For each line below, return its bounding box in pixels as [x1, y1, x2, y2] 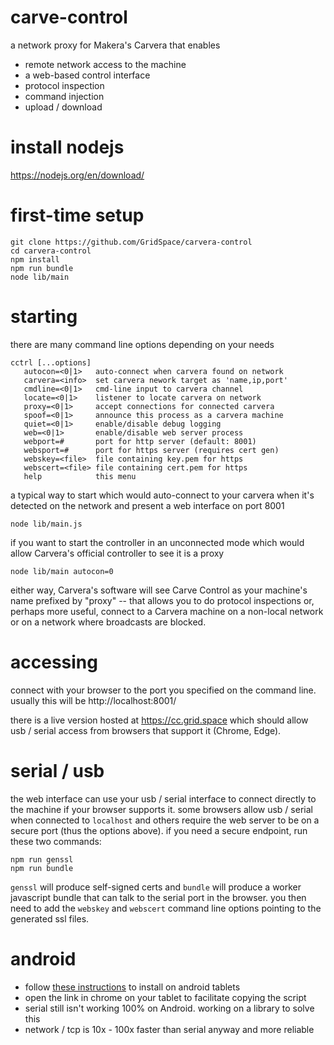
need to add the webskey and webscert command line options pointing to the [10, 902, 322, 914]
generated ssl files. [10, 912, 90, 925]
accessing [10, 651, 98, 673]
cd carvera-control [10, 246, 92, 256]
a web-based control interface [24, 69, 151, 81]
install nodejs [10, 136, 125, 159]
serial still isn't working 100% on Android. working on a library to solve [24, 1002, 315, 1014]
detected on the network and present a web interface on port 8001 [10, 499, 285, 511]
